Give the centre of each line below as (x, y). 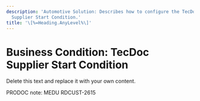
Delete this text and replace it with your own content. (71, 81)
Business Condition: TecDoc (78, 52)
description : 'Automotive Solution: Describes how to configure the (93, 12)
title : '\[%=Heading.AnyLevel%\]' (49, 23)
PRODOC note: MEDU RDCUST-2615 (51, 93)
